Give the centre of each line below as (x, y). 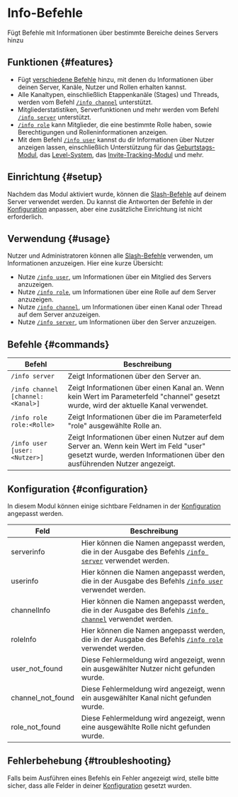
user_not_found (37, 669)
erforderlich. (25, 217)
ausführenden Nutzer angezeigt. (121, 464)
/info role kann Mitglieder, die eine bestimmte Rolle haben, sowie (115, 125)
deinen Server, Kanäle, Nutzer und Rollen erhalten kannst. (102, 87)
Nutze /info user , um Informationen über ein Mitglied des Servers (114, 277)
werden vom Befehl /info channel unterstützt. (85, 102)
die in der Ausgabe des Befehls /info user (152, 581)
